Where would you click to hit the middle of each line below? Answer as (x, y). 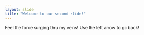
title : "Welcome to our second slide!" (45, 14)
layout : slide (19, 9)
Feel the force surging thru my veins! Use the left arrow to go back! (72, 27)
